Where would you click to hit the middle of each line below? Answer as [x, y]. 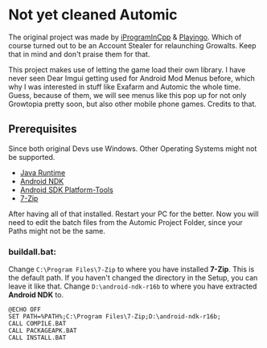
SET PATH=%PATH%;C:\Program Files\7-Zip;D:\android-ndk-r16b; [115, 317]
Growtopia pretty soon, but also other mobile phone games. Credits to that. [133, 104]
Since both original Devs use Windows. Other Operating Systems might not [133, 148]
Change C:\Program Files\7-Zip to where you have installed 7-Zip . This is [131, 269]
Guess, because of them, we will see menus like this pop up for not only [127, 95]
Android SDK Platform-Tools [67, 190]
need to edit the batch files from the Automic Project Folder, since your [126, 222]
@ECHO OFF [25, 310]
